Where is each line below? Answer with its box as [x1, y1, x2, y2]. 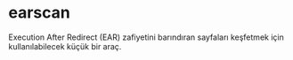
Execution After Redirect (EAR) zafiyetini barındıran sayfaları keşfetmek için [8, 32, 284, 42]
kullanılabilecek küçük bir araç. [8, 41, 122, 51]
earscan [8, 3, 70, 23]
